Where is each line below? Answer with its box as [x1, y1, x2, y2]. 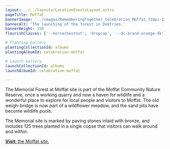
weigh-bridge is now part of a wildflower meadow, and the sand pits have [5, 102, 158, 109]
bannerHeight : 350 [5, 26, 44, 31]
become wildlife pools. [5, 108, 53, 114]
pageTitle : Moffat [5, 12, 44, 17]
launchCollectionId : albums [5, 63, 65, 68]
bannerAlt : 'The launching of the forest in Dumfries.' [5, 21, 125, 27]
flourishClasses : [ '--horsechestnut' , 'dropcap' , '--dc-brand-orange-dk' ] [5, 31, 166, 36]
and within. [5, 129, 29, 135]
